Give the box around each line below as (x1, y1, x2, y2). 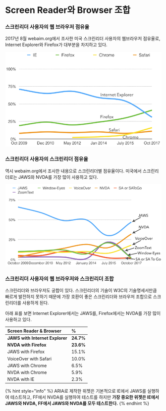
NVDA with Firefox (7, 342, 47, 348)
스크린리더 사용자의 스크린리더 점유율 (5, 155, 88, 162)
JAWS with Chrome (7, 362, 47, 368)
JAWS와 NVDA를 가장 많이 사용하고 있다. (18, 174, 98, 180)
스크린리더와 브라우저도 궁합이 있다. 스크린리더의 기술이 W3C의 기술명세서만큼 (5, 288, 157, 294)
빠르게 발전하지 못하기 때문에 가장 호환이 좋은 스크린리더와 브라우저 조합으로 (5, 294, 152, 300)
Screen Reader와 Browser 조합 (5, 4, 131, 16)
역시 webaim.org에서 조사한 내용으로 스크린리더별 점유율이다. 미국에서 (5, 168, 142, 174)
